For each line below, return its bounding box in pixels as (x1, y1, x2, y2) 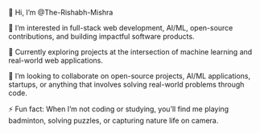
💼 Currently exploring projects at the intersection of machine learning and (8, 47, 253, 56)
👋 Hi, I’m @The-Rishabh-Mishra (8, 8, 113, 17)
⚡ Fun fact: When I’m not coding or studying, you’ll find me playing (8, 104, 229, 114)
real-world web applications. (8, 56, 103, 65)
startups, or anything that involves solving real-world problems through (8, 80, 245, 89)
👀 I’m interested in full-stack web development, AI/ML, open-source (8, 23, 233, 32)
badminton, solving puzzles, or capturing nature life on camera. (8, 116, 219, 125)
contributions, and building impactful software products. (8, 32, 195, 41)
